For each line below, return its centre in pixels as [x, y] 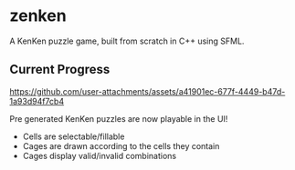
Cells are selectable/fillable [74, 136]
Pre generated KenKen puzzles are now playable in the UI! [119, 118]
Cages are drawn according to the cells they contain [121, 145]
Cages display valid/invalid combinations [99, 155]
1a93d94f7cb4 [37, 101]
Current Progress [60, 70]
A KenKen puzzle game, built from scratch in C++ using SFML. [127, 41]
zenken [38, 16]
